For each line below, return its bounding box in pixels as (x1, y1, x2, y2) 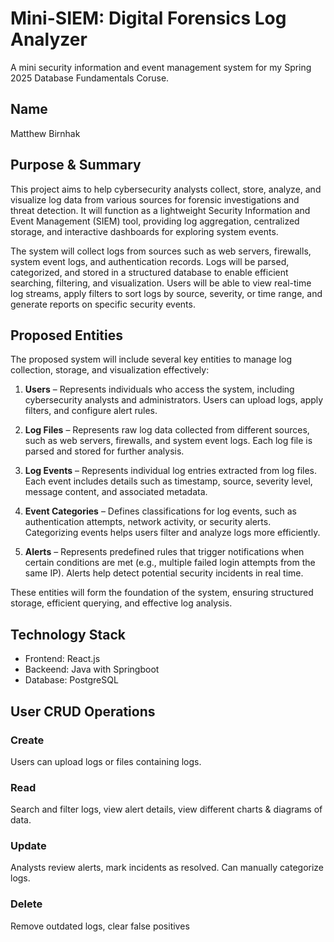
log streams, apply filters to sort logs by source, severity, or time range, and (10, 287, 323, 299)
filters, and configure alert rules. (24, 405, 158, 417)
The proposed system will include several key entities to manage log (10, 353, 292, 366)
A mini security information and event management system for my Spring (10, 61, 312, 73)
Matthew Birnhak (10, 127, 81, 139)
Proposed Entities (10, 327, 123, 344)
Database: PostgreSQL (24, 674, 119, 686)
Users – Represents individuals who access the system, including (24, 383, 295, 396)
